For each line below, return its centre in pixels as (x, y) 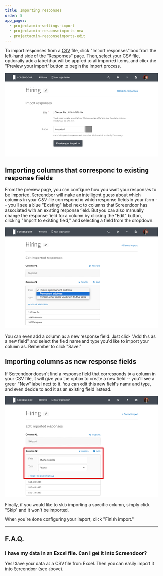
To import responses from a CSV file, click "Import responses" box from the (81, 50)
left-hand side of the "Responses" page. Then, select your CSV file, (73, 56)
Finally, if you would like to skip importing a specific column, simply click (77, 504)
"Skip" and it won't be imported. (37, 510)
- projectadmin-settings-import (42, 26)
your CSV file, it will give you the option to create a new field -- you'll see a (80, 378)
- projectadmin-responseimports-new (46, 31)
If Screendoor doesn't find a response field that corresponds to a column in (81, 374)
